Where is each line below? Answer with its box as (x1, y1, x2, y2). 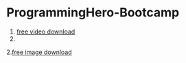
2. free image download (6, 48, 73, 56)
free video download (16, 27, 75, 36)
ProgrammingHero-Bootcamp (6, 5, 180, 21)
